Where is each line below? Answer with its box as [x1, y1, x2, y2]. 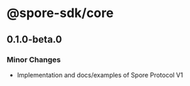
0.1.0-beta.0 [6, 33, 62, 45]
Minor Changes [6, 55, 61, 65]
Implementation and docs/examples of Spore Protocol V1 [16, 70, 184, 79]
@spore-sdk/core [6, 5, 114, 21]
